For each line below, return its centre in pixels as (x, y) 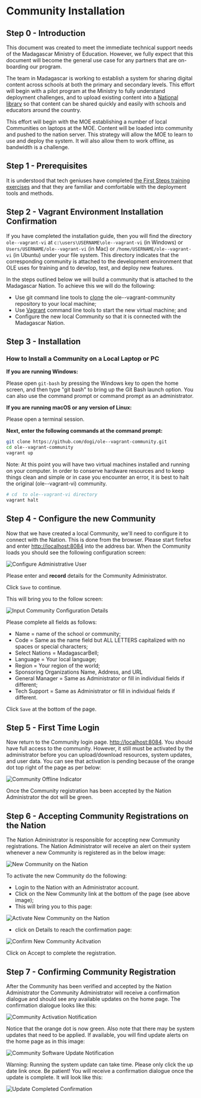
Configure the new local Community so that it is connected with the (98, 316)
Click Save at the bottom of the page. (51, 709)
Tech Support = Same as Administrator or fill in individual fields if (95, 691)
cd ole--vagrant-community (40, 448)
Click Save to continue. (34, 587)
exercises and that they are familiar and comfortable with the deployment (96, 186)
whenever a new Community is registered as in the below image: (86, 853)
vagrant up (20, 453)
